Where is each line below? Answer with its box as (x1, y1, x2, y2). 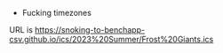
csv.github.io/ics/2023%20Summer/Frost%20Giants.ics (9, 34, 214, 44)
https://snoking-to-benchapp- (35, 25, 145, 34)
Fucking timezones (21, 8, 92, 18)
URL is (9, 25, 34, 34)
